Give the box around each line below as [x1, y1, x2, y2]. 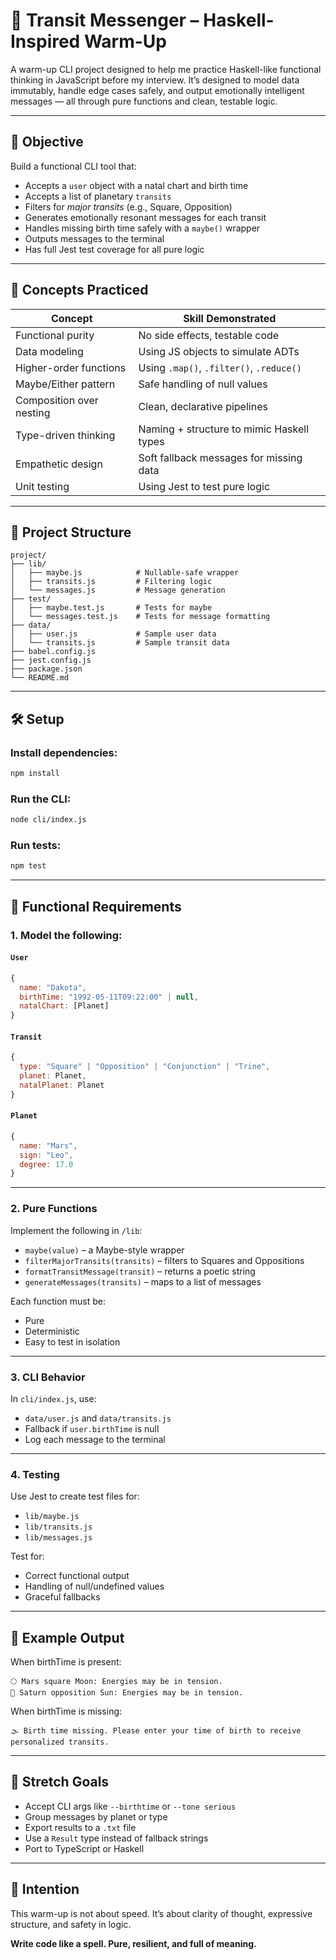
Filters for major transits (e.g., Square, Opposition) [24, 200, 233, 213]
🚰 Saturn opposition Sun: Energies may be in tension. [10, 1688, 244, 1698]
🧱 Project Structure [10, 524, 132, 541]
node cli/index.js [10, 815, 87, 825]
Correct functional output [24, 1570, 130, 1582]
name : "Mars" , [19, 1140, 78, 1151]
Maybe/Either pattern [15, 377, 116, 391]
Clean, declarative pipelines [138, 399, 268, 413]
